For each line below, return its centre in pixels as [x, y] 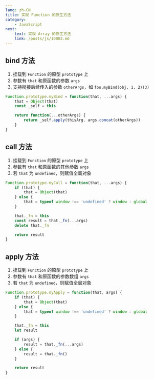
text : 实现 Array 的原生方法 [43, 34]
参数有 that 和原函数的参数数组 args [51, 276]
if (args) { [27, 340]
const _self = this [35, 106]
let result [26, 331]
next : [11, 29]
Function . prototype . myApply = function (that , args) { [64, 293]
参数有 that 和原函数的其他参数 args [51, 167]
